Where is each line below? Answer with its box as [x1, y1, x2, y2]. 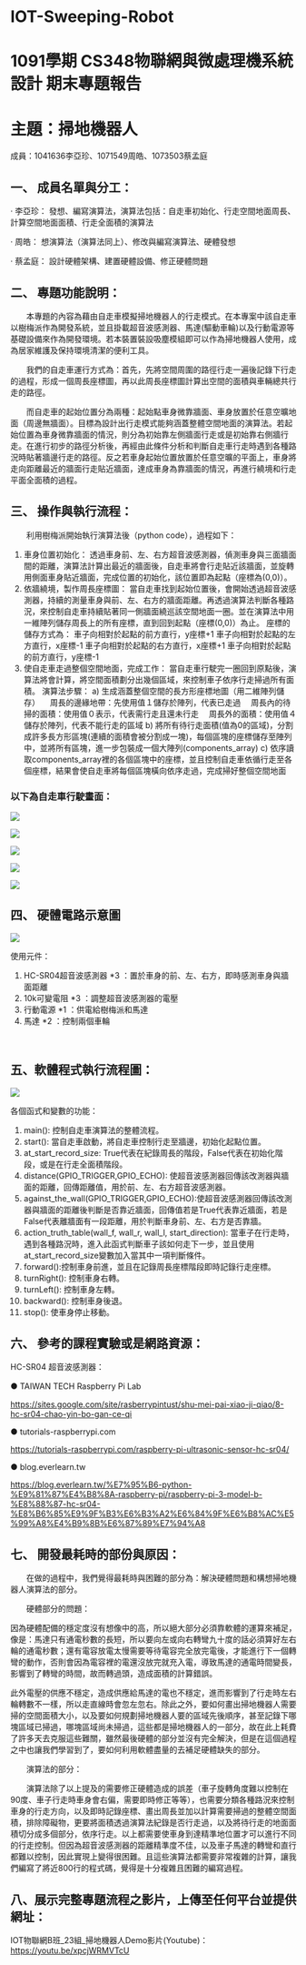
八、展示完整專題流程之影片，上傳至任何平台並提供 [10, 1891, 297, 1908]
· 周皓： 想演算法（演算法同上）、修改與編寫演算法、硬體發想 [10, 237, 236, 248]
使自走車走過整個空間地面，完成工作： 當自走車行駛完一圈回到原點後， [23, 663, 289, 674]
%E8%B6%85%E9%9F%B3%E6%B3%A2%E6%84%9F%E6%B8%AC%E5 [10, 1508, 294, 1519]
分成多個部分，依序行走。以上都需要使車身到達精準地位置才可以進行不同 [25, 1828, 297, 1839]
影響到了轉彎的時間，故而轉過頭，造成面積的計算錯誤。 [10, 1668, 217, 1679]
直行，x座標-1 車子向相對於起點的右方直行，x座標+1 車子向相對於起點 [31, 640, 291, 651]
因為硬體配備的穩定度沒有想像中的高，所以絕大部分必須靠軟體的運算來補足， [10, 1623, 297, 1634]
